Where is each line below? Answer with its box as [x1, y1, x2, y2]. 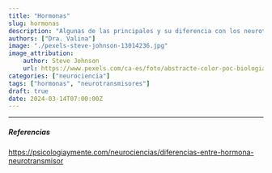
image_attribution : [8, 49, 74, 57]
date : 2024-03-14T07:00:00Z [8, 95, 104, 103]
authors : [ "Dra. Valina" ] [8, 34, 96, 43]
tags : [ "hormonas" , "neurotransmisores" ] [8, 79, 151, 87]
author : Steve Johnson [23, 57, 100, 65]
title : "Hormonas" [8, 11, 70, 20]
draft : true [8, 86, 49, 95]
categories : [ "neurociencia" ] [8, 72, 111, 80]
